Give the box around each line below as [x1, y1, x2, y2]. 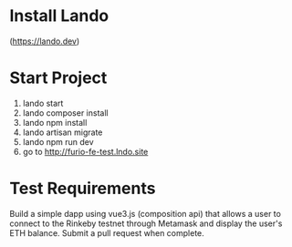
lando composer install [22, 107, 109, 118]
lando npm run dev [22, 136, 94, 147]
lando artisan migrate [22, 127, 103, 138]
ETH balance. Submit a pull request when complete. [9, 227, 205, 238]
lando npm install [22, 117, 88, 128]
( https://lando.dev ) [9, 36, 80, 46]
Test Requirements [9, 179, 156, 199]
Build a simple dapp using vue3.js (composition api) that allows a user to [9, 208, 281, 219]
